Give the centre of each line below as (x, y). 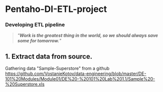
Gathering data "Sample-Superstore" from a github (57, 69)
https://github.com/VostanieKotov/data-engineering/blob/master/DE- (76, 74)
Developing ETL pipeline (35, 25)
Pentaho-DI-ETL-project (56, 9)
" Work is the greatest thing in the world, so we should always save (87, 35)
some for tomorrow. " (39, 41)
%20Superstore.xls (25, 84)
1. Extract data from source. (49, 56)
